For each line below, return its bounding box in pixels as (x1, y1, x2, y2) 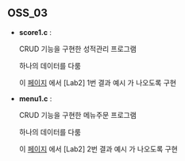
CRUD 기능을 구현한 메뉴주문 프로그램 (18, 110, 137, 120)
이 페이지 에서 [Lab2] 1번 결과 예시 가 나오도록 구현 (18, 77, 176, 87)
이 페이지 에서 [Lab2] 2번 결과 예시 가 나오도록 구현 (18, 143, 178, 154)
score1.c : (18, 27, 52, 37)
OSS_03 (7, 6, 48, 20)
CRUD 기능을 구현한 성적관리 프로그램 (18, 44, 137, 53)
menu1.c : (18, 93, 52, 103)
